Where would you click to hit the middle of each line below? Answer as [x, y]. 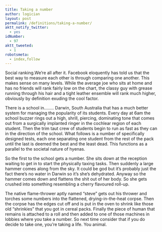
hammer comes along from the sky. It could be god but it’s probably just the [81, 169]
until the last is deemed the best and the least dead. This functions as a [76, 144]
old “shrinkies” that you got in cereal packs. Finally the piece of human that [80, 209]
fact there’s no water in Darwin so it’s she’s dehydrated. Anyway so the [76, 174]
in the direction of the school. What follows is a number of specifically [75, 134]
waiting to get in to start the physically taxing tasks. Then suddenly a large [79, 164]
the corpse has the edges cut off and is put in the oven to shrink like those [79, 204]
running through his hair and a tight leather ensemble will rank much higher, [81, 93]
